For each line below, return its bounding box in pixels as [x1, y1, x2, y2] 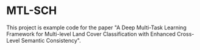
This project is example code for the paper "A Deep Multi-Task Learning [6, 24, 187, 31]
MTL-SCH [6, 4, 57, 18]
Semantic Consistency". [21, 37, 81, 44]
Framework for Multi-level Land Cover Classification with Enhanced [6, 30, 176, 37]
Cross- [176, 30, 195, 37]
